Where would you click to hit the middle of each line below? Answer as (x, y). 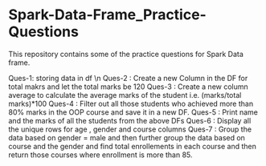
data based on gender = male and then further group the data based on (127, 137)
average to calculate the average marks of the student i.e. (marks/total (125, 95)
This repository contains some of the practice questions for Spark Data (126, 54)
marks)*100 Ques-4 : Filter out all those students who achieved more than (131, 103)
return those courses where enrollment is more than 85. (100, 155)
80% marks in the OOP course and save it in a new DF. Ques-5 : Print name (133, 112)
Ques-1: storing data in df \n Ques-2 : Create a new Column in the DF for (128, 78)
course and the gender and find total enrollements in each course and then (133, 146)
